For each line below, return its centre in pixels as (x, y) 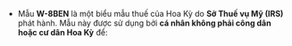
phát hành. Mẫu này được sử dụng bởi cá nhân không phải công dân (144, 23)
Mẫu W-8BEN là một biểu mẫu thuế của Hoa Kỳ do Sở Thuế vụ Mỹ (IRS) (150, 14)
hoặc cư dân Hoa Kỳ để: (63, 32)
